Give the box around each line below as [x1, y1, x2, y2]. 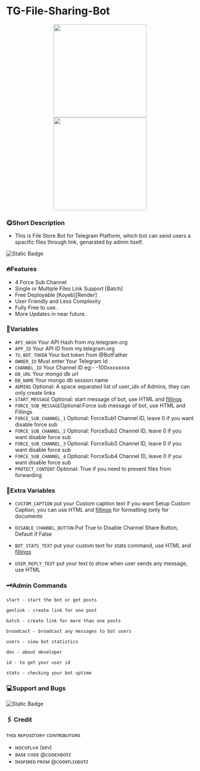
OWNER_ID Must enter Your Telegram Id [14, 357, 108, 365]
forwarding [14, 471, 42, 478]
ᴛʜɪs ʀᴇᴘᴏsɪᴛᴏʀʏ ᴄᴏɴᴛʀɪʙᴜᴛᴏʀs [6, 732, 81, 739]
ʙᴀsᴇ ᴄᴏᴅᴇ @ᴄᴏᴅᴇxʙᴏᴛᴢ [14, 751, 71, 758]
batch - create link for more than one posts [6, 618, 121, 624]
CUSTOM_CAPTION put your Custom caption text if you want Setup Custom [14, 500, 190, 507]
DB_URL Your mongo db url [14, 370, 79, 377]
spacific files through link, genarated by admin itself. [14, 238, 143, 245]
